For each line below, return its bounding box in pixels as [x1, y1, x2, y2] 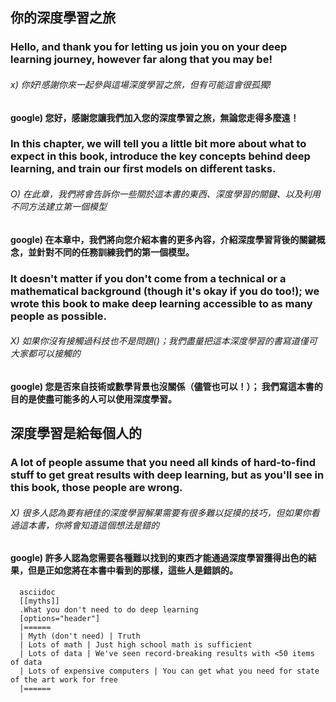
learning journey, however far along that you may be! [10, 53, 273, 67]
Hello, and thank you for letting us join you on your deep [10, 40, 288, 54]
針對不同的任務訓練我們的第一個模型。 [36, 246, 195, 258]
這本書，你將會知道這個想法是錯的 [18, 519, 160, 531]
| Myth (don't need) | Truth [19, 631, 141, 641]
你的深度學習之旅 [10, 9, 116, 27]
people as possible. [10, 309, 108, 323]
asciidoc [19, 587, 56, 597]
